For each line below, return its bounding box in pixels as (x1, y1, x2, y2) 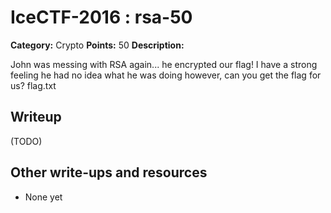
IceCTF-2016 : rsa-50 (10, 6, 193, 29)
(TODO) (10, 135, 43, 147)
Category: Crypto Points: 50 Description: (10, 39, 185, 51)
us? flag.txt (10, 79, 57, 91)
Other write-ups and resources (10, 164, 208, 181)
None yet (24, 191, 63, 203)
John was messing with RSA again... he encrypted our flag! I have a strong (10, 58, 318, 70)
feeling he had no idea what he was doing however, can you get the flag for (10, 69, 322, 81)
